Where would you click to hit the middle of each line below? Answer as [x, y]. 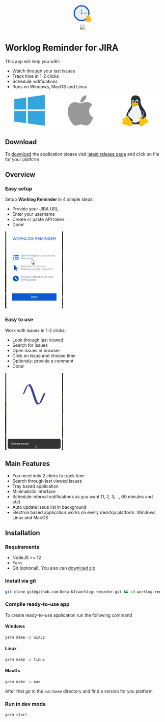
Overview [20, 175]
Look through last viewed [38, 340]
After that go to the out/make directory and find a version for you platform [79, 691]
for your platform [22, 159]
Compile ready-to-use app [37, 604]
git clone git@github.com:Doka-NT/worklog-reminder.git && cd [70, 592]
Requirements [22, 547]
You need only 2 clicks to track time [48, 476]
